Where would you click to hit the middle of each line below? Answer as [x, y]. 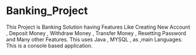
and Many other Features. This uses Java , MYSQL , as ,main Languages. [94, 39]
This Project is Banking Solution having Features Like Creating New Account [98, 27]
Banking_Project [47, 11]
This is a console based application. [49, 46]
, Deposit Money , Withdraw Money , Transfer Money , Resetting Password [96, 33]
